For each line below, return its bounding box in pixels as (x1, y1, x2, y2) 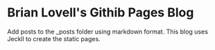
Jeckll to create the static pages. (7, 34, 101, 42)
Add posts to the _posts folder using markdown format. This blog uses (7, 27, 208, 36)
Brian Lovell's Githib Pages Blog (7, 5, 194, 21)
